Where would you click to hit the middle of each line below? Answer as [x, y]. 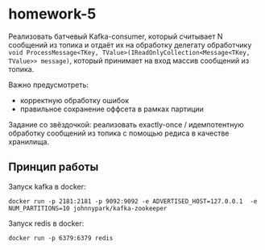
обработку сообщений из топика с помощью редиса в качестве [119, 133]
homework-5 [52, 14]
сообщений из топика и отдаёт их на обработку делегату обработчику [130, 44]
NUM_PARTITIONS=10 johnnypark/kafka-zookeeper [88, 208]
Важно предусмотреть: [49, 85]
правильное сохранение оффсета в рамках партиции [112, 109]
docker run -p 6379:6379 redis [61, 238]
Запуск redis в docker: [46, 223]
